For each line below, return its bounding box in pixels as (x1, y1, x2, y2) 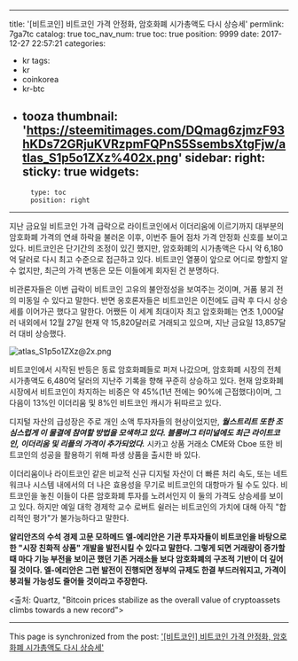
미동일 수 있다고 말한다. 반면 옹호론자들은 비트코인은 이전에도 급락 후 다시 (18, 294, 272, 306)
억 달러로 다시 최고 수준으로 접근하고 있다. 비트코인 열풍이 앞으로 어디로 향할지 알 (9, 253, 288, 264)
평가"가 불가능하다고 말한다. (32, 512, 129, 523)
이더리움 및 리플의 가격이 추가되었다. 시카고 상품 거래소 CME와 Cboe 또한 (20, 438, 274, 448)
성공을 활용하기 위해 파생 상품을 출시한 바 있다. (39, 449, 201, 460)
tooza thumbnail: (21, 109, 118, 124)
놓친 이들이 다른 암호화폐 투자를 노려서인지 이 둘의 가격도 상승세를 (39, 490, 268, 501)
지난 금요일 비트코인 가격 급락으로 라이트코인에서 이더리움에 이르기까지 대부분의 (9, 221, 285, 231)
